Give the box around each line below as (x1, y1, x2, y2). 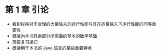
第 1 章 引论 (5, 4, 49, 15)
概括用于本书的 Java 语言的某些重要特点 (12, 45, 92, 51)
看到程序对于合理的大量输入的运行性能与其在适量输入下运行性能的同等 (12, 21, 152, 27)
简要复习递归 (12, 39, 38, 44)
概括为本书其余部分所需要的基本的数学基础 (12, 33, 97, 39)
